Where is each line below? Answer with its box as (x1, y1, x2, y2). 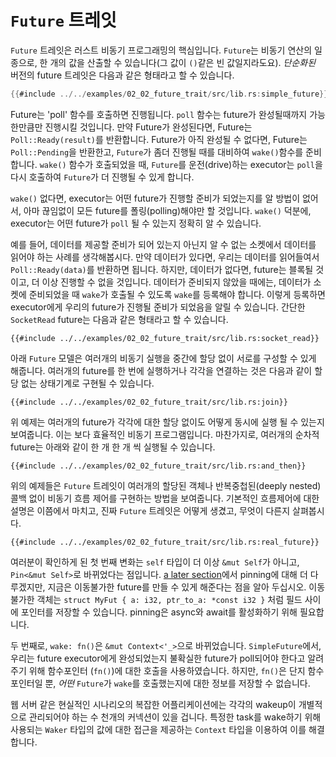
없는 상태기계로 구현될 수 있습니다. (20, 377, 155, 389)
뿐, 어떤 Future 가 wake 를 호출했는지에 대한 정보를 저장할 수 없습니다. (44, 677, 311, 689)
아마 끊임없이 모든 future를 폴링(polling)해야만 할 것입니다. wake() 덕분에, (23, 204, 312, 216)
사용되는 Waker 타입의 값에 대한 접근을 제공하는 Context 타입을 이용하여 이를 (10, 723, 307, 735)
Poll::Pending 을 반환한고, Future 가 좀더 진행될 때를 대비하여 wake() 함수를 (10, 146, 304, 158)
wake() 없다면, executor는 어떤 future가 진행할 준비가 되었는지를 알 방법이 (10, 192, 301, 204)
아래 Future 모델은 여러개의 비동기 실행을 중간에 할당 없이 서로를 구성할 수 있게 (10, 352, 317, 364)
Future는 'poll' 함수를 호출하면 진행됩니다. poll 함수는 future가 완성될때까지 (10, 108, 308, 120)
